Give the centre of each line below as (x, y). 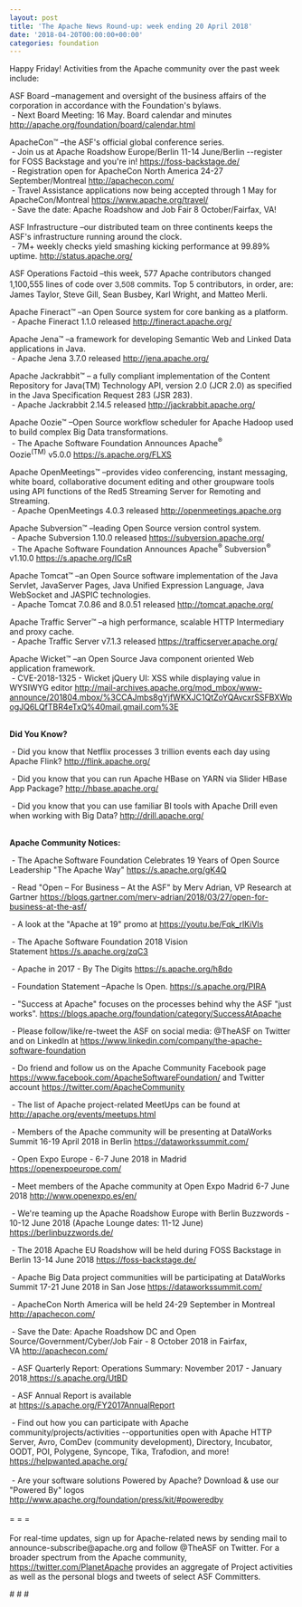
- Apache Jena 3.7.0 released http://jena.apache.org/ (110, 359)
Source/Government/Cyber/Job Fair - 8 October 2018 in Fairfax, (128, 1342)
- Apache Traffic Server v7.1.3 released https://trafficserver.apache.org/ (145, 641)
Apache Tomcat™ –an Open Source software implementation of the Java (144, 576)
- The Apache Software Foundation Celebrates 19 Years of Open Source (146, 860)
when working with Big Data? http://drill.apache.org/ (107, 816)
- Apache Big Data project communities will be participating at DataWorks (148, 1277)
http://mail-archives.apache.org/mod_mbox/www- (169, 688)
